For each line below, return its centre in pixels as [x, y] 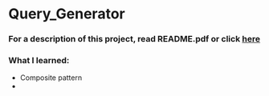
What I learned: [39, 61]
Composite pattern [51, 78]
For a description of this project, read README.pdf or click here [134, 39]
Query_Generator [67, 14]
